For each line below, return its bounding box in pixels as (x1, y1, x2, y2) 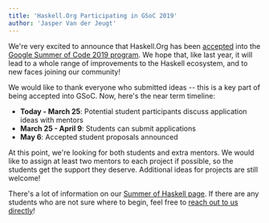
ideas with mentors (19, 115, 84, 124)
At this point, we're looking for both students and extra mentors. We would (8, 148, 255, 157)
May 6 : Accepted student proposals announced (19, 132, 178, 141)
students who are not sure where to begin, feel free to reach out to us (8, 197, 238, 207)
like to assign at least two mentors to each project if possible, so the (8, 156, 234, 165)
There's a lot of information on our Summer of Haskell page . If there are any (8, 189, 259, 198)
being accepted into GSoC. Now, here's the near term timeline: (8, 91, 215, 100)
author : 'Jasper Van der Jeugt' (8, 19, 116, 27)
